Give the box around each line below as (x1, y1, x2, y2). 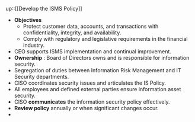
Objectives (14, 17, 42, 23)
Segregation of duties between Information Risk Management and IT (14, 67, 181, 73)
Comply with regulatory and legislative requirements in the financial (23, 36, 188, 42)
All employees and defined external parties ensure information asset (14, 86, 181, 92)
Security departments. (14, 73, 69, 80)
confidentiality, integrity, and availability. (23, 29, 122, 36)
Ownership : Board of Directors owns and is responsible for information (14, 54, 190, 61)
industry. (23, 41, 45, 49)
